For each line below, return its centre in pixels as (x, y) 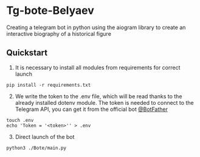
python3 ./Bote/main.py (36, 148)
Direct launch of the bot (45, 136)
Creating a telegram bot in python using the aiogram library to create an (96, 27)
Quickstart (27, 53)
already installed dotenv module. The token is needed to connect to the (104, 102)
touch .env (20, 120)
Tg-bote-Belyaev (50, 11)
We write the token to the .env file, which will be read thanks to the (98, 96)
